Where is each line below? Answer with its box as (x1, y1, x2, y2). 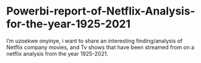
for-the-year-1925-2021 (6, 17, 131, 31)
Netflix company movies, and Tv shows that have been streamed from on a (6, 44, 195, 51)
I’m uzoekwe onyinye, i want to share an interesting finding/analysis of (6, 37, 183, 44)
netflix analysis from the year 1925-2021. (6, 50, 108, 57)
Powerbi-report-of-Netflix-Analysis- (6, 4, 196, 18)
